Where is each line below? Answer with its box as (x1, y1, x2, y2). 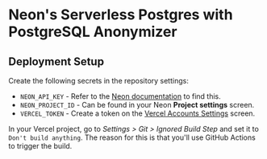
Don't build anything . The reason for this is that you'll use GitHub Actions (8, 132, 256, 142)
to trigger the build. (8, 141, 73, 150)
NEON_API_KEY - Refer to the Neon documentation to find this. (19, 92, 222, 101)
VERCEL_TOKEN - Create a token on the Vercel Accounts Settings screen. (19, 108, 256, 118)
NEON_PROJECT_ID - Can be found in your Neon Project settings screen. (19, 100, 255, 109)
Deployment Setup (8, 55, 105, 68)
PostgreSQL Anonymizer (8, 22, 177, 41)
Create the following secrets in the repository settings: (8, 76, 190, 85)
